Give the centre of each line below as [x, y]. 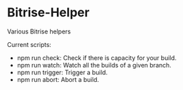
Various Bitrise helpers [39, 31]
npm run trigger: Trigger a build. [62, 72]
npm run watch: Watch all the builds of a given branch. [94, 65]
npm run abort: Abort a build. [58, 79]
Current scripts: [29, 44]
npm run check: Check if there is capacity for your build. [97, 58]
